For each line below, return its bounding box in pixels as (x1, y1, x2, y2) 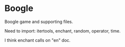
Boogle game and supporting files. (4, 19, 73, 24)
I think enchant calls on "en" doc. (4, 37, 71, 43)
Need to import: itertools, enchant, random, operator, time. (4, 28, 121, 34)
